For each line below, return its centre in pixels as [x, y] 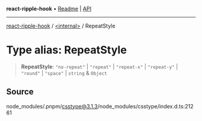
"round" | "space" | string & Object [64, 73]
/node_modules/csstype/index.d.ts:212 [145, 106]
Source [20, 92]
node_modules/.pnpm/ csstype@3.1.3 [52, 106]
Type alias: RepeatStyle [67, 50]
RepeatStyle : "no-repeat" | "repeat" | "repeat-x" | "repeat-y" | [99, 66]
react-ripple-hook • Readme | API [49, 9]
